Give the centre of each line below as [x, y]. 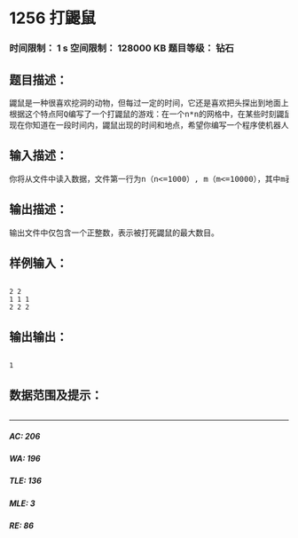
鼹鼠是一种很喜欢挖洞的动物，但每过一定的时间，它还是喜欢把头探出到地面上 [149, 103]
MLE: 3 [22, 503]
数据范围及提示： [56, 395]
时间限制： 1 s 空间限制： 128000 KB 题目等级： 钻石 [122, 48]
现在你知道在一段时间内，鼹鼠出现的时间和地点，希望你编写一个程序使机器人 [149, 125]
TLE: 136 [26, 481]
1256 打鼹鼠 [52, 18]
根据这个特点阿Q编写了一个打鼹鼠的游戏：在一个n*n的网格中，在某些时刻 [143, 114]
